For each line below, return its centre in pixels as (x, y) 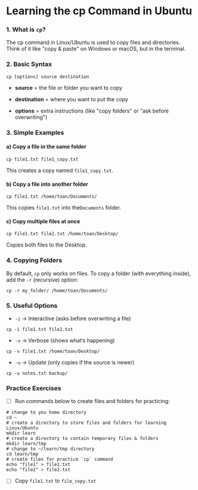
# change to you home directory (46, 413)
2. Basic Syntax (29, 64)
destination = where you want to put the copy (71, 99)
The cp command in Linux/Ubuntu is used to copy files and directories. (93, 42)
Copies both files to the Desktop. (47, 245)
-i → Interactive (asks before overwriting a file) (73, 318)
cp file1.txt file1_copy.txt (42, 159)
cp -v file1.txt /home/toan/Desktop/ (53, 351)
